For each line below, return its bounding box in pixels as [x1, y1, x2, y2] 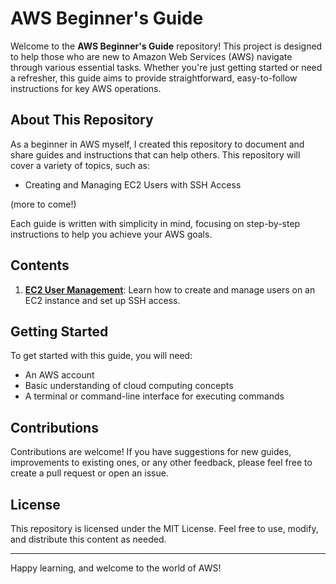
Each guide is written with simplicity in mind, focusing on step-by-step [10, 217, 301, 229]
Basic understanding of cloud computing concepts [24, 380, 234, 392]
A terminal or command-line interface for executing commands [24, 390, 285, 402]
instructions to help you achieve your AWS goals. [10, 228, 213, 240]
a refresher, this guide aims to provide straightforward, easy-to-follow [10, 72, 298, 84]
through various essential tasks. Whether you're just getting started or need [10, 61, 323, 73]
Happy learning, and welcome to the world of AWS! [10, 562, 222, 574]
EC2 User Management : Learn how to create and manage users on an [24, 283, 316, 296]
